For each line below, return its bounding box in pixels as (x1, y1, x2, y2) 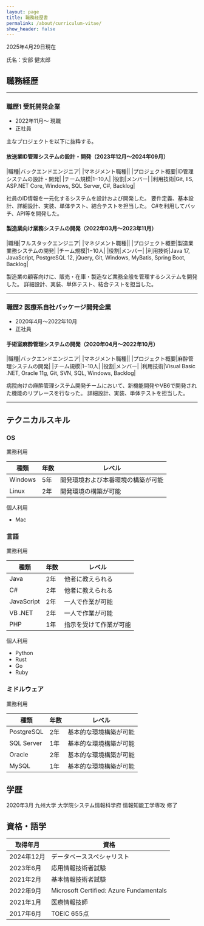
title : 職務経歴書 (6, 15, 49, 21)
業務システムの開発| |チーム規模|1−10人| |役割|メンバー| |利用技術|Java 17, (6, 247, 190, 254)
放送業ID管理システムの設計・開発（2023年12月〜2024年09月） (6, 153, 169, 160)
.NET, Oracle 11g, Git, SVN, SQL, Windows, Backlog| (6, 369, 136, 377)
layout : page (6, 9, 39, 15)
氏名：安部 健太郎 (6, 56, 50, 64)
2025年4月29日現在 (6, 43, 56, 50)
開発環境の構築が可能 (59, 487, 121, 495)
